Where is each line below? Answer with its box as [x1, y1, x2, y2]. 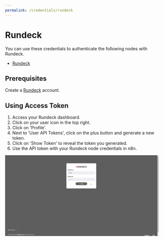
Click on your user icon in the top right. [12, 120, 91, 125]
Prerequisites [5, 74, 47, 82]
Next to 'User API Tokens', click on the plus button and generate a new [12, 130, 155, 136]
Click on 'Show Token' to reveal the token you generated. [12, 141, 128, 146]
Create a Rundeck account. [5, 87, 60, 93]
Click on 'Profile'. [12, 125, 46, 131]
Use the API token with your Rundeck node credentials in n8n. [12, 145, 137, 151]
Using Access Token [5, 101, 69, 110]
